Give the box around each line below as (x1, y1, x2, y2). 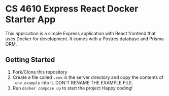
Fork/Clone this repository (12, 69, 67, 75)
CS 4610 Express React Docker (5, 3, 139, 15)
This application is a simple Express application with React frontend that (5, 30, 156, 36)
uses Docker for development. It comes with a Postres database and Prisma (5, 36, 164, 42)
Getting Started (5, 56, 55, 64)
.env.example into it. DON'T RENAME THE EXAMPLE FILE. (12, 79, 133, 85)
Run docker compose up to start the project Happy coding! (12, 85, 133, 91)
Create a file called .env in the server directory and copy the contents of (12, 74, 164, 80)
